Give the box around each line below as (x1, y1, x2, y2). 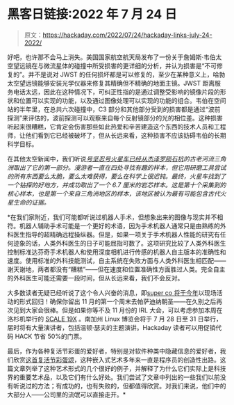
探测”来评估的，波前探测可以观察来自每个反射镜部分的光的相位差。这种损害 (7, 113, 224, 122)
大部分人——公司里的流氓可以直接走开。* (7, 390, 126, 399)
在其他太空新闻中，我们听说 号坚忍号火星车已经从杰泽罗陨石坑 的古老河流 (7, 154, 214, 163)
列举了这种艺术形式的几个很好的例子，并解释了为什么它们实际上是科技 (25, 364, 226, 372)
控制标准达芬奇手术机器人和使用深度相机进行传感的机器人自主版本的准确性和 (7, 248, 226, 256)
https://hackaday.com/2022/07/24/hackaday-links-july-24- (42, 31, 213, 39)
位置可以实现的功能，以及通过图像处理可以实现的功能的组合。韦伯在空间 (19, 96, 226, 104)
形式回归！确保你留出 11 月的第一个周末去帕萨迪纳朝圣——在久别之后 (19, 297, 217, 305)
